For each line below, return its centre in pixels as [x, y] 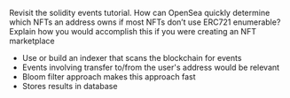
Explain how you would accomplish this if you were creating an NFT [133, 31]
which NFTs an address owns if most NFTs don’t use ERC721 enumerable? [145, 22]
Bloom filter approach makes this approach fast [109, 77]
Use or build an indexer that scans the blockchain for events [132, 58]
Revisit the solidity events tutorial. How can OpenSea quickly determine [140, 13]
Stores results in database [70, 86]
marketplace [32, 41]
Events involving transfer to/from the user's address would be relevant [151, 67]
